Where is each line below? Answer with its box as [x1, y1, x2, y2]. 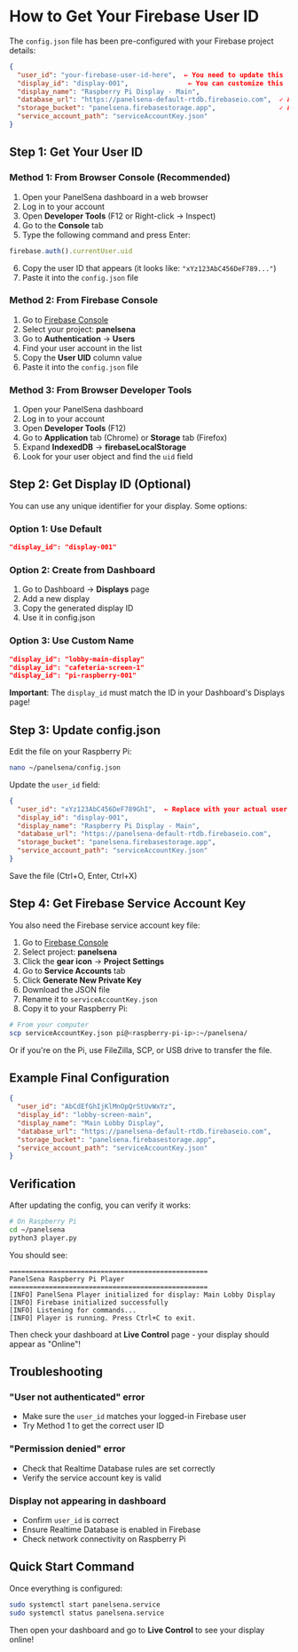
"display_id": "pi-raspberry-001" [9, 671, 137, 681]
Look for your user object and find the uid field [21, 451, 193, 462]
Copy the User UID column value [21, 352, 143, 363]
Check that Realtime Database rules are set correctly [21, 1463, 216, 1473]
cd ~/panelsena [9, 1225, 66, 1234]
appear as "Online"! [9, 1338, 82, 1349]
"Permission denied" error [9, 1442, 126, 1455]
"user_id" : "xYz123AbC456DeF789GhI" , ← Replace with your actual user [17, 804, 288, 814]
